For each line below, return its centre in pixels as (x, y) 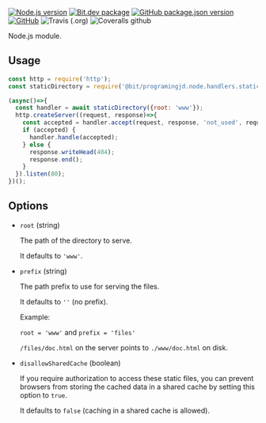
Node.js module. (35, 36)
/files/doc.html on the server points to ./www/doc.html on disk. (123, 347)
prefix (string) (43, 271)
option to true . (43, 395)
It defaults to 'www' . (51, 255)
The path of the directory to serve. (76, 240)
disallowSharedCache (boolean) (70, 363)
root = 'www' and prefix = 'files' (78, 332)
